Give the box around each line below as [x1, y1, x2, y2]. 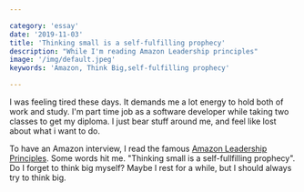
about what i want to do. [9, 126, 100, 136]
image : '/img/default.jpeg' [9, 56, 117, 65]
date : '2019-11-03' [9, 29, 84, 39]
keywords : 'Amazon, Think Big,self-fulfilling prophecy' [9, 64, 230, 73]
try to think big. [9, 172, 66, 183]
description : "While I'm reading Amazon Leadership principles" [9, 46, 258, 56]
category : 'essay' [9, 21, 79, 30]
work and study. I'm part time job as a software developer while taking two [9, 106, 289, 116]
